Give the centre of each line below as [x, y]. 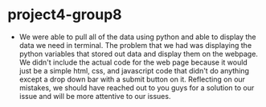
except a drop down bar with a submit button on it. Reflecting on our [132, 79]
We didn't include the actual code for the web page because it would [133, 62]
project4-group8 [65, 15]
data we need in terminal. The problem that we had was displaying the [135, 45]
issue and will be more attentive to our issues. [95, 96]
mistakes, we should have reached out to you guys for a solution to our [137, 87]
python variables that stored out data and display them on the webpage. [139, 53]
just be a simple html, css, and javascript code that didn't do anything [134, 70]
